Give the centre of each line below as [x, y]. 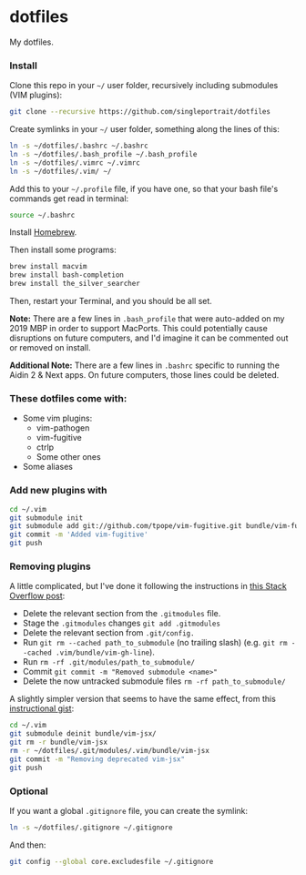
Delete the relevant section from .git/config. [108, 633]
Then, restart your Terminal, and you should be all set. [111, 301]
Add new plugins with [58, 491]
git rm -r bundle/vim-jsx [58, 743]
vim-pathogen [63, 428]
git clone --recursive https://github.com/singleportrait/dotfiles [140, 112]
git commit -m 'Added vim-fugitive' [79, 534]
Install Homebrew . [43, 232]
